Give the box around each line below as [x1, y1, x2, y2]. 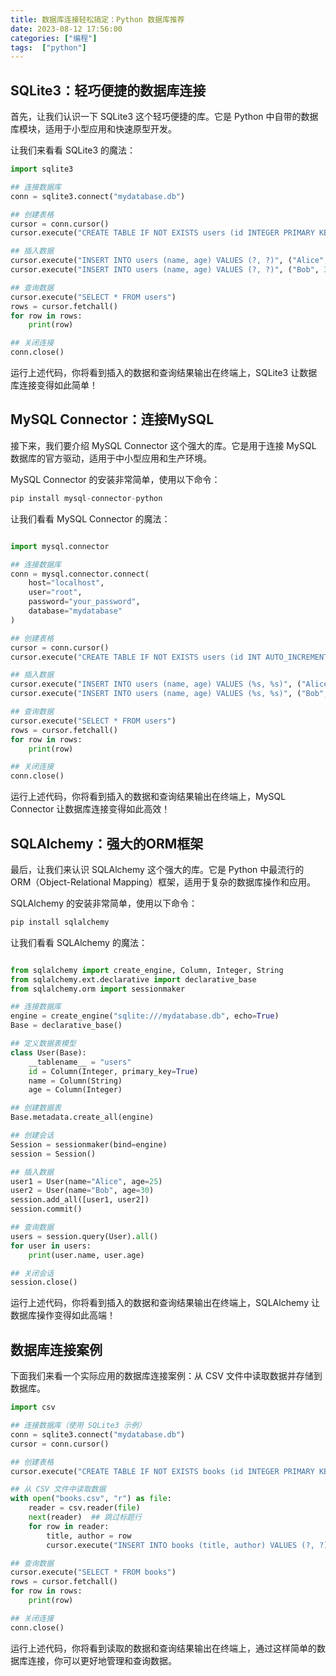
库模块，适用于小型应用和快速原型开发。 [10, 123, 177, 135]
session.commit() [10, 1204, 83, 1215]
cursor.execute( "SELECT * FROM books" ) [10, 1567, 177, 1578]
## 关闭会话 [10, 1268, 55, 1278]
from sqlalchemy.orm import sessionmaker [10, 984, 186, 994]
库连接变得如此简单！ [10, 379, 98, 391]
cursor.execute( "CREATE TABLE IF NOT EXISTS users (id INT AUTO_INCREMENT [10, 652, 329, 662]
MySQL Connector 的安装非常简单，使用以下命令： [10, 473, 221, 485]
